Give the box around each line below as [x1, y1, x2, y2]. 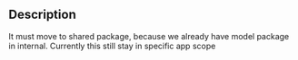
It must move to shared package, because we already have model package [8, 30, 290, 41]
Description [8, 7, 76, 22]
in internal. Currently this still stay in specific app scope [8, 40, 216, 51]
